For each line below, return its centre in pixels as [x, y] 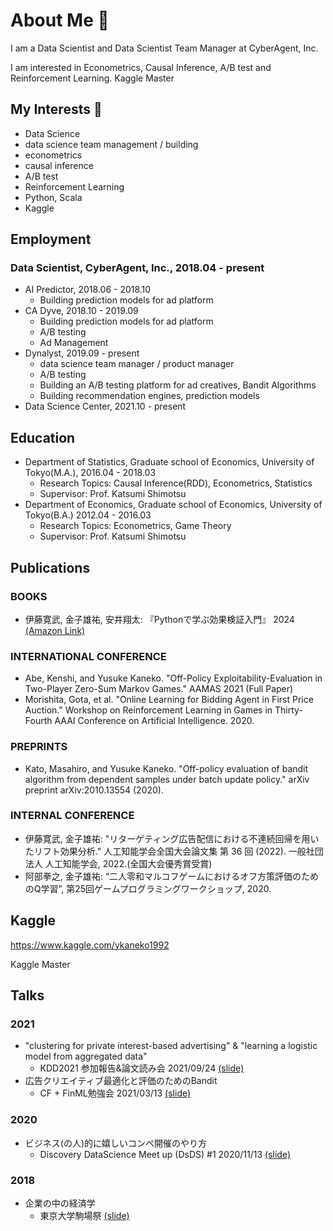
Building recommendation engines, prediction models [149, 396]
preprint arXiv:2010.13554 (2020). [94, 790]
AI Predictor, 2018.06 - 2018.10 [88, 290]
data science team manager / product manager [137, 364]
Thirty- [288, 710]
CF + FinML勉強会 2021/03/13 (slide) [115, 1093]
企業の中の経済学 [60, 1203]
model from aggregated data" [86, 1056]
